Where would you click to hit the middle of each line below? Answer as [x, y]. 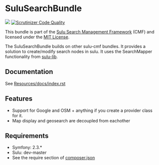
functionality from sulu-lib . [32, 57]
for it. [18, 115]
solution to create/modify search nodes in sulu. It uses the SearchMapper [79, 51]
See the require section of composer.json [53, 158]
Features [19, 99]
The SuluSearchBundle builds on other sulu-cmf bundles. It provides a [75, 46]
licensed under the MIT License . [37, 37]
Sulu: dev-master [29, 152]
